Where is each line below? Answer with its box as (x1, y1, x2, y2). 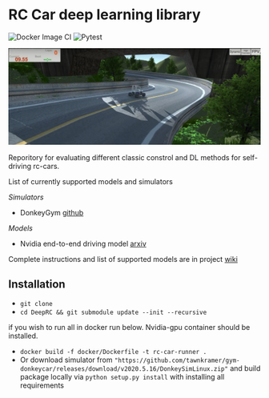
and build (229, 364, 261, 373)
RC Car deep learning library (8, 6, 202, 24)
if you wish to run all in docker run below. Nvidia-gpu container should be (8, 323, 251, 332)
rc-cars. (33, 161, 60, 171)
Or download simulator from (19, 355, 113, 365)
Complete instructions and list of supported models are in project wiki (8, 254, 239, 263)
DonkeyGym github (19, 207, 84, 217)
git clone (19, 300, 54, 308)
